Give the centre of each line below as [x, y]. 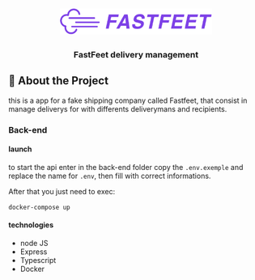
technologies [31, 225]
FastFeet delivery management [136, 54]
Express [34, 252]
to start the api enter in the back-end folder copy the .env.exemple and [126, 167]
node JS [34, 243]
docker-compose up [39, 207]
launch [20, 149]
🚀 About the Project [59, 81]
